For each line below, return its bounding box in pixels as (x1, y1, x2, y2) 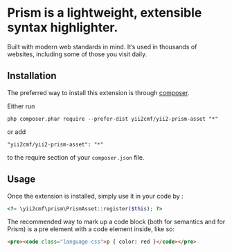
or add (7, 127, 26, 136)
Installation (7, 70, 57, 82)
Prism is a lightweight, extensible (7, 5, 202, 21)
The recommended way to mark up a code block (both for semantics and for (7, 217, 226, 226)
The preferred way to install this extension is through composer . (7, 88, 190, 96)
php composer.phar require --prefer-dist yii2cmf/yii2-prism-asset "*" (7, 115, 218, 122)
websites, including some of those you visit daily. (7, 50, 148, 58)
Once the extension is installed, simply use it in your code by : (7, 192, 184, 200)
